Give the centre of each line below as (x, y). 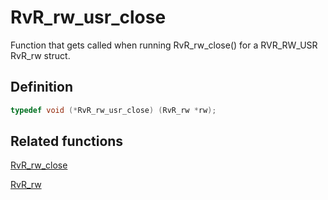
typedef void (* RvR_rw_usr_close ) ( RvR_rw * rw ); (113, 110)
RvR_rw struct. (40, 55)
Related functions (67, 141)
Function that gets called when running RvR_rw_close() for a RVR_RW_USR (164, 45)
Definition (41, 87)
